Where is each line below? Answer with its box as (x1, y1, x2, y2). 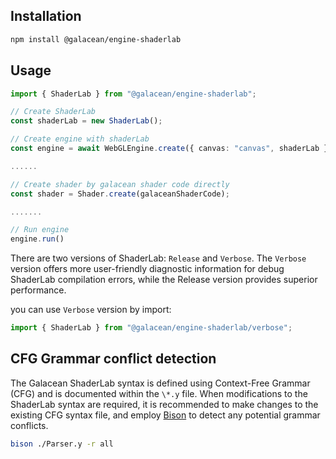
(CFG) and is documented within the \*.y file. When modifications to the (10, 387, 308, 399)
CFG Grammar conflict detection (10, 350, 217, 368)
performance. (10, 284, 67, 296)
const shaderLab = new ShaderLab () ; (10, 116, 163, 126)
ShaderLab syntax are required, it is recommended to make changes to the (10, 398, 319, 410)
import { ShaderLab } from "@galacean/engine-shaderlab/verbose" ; (10, 323, 293, 333)
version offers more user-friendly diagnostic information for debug (10, 263, 285, 275)
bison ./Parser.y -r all (10, 439, 114, 449)
